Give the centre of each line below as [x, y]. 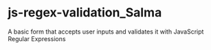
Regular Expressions [37, 38]
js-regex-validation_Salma [85, 13]
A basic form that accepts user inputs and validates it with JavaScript [106, 32]
